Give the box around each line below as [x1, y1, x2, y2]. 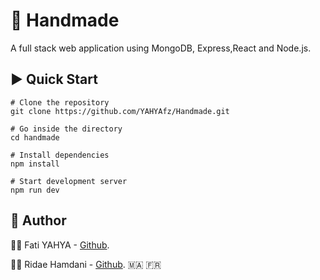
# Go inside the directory [10, 124, 123, 134]
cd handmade [10, 132, 60, 143]
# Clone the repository [10, 97, 110, 108]
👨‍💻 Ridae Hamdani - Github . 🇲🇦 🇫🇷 [10, 258, 162, 270]
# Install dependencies [10, 150, 110, 160]
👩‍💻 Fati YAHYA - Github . [10, 239, 110, 251]
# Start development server [10, 176, 128, 186]
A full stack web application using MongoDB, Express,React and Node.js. [10, 42, 312, 54]
